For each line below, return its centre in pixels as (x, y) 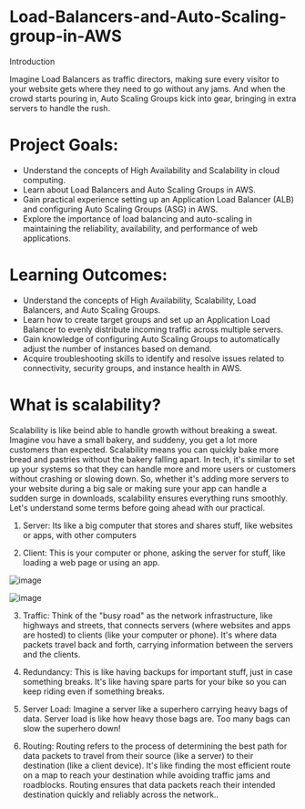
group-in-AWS (66, 36)
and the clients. (51, 654)
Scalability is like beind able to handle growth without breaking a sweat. (143, 430)
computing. (44, 180)
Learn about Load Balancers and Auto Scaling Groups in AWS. (139, 190)
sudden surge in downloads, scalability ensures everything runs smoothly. (149, 498)
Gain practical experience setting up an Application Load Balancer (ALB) (158, 199)
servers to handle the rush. (60, 108)
